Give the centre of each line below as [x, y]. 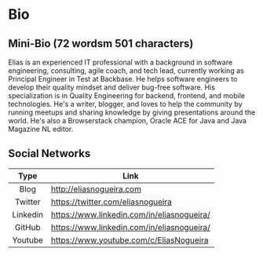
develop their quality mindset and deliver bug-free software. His [112, 87]
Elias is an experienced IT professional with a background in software [121, 62]
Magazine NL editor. [41, 129]
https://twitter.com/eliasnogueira [111, 202]
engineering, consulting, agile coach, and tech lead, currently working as [126, 71]
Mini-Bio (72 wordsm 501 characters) [101, 44]
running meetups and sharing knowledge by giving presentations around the [132, 112]
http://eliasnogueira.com [96, 188]
